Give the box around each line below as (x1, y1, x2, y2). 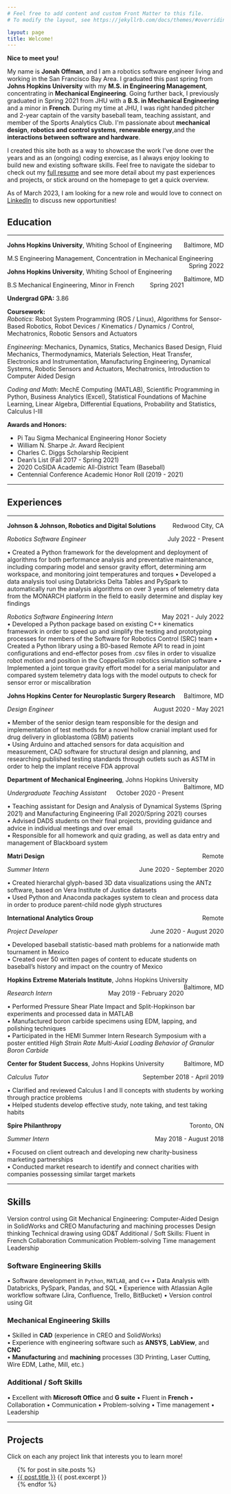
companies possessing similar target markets (7, 1169, 135, 1178)
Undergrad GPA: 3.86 (7, 294, 69, 303)
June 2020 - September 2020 (139, 865, 224, 873)
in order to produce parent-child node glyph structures (7, 900, 163, 908)
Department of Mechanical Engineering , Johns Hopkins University (7, 775, 199, 784)
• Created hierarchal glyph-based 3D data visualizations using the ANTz (7, 878, 212, 887)
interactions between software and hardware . (7, 133, 141, 142)
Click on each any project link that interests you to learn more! (7, 1452, 184, 1461)
